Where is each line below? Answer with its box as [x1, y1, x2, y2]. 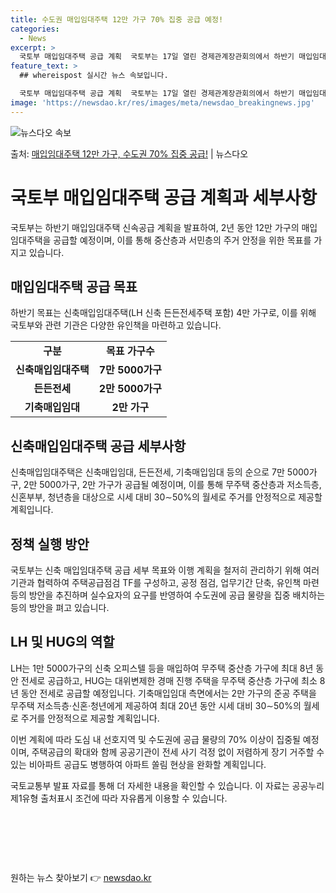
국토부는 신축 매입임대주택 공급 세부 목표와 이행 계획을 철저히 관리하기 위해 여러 [10, 564, 320, 576]
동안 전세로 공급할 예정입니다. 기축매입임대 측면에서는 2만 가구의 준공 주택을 [20, 687, 317, 699]
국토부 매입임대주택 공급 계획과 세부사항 [10, 186, 318, 209]
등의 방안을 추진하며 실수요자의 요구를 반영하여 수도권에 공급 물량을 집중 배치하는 [10, 589, 326, 601]
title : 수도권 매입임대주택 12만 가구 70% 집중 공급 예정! [10, 14, 224, 25]
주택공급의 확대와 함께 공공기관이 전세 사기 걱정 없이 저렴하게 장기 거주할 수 [31, 746, 325, 758]
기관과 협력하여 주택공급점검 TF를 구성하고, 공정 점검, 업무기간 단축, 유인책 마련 [10, 577, 320, 588]
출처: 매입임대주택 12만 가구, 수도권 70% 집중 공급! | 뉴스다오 [10, 147, 249, 160]
